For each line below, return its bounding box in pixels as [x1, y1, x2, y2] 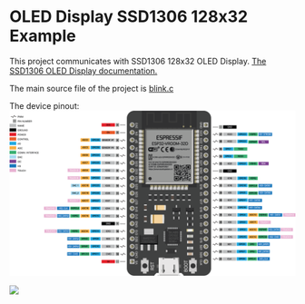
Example [9, 25, 76, 46]
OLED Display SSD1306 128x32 [9, 6, 248, 27]
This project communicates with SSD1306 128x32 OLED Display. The [9, 55, 267, 66]
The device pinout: [9, 100, 80, 111]
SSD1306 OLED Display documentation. [9, 65, 158, 76]
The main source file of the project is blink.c [9, 83, 174, 93]
